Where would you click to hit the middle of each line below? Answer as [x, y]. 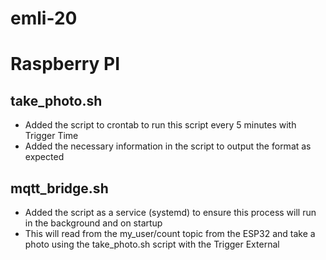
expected [44, 157]
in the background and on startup [93, 223]
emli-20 [44, 18]
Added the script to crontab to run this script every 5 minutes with [160, 125]
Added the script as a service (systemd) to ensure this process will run [170, 212]
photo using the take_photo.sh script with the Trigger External [152, 244]
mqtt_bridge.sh [59, 188]
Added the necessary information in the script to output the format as [168, 146]
